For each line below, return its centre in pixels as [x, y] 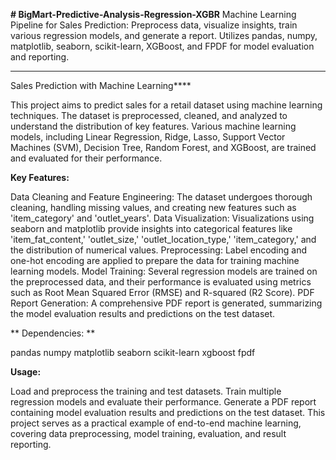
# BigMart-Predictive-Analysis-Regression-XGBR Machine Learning [153, 14]
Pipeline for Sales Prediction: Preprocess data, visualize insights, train [154, 25]
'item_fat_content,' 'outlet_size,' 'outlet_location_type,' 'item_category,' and [163, 239]
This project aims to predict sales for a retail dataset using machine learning [166, 105]
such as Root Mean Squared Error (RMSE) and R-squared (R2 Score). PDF [162, 292]
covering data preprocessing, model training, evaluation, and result [148, 433]
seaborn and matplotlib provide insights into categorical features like [151, 228]
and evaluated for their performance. [86, 158]
